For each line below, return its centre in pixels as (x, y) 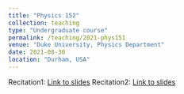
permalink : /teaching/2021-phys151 (67, 38)
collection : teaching (44, 23)
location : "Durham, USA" (49, 60)
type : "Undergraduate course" (58, 30)
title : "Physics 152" (44, 15)
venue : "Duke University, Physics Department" (86, 45)
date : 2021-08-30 (37, 52)
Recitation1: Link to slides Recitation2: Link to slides (92, 82)
